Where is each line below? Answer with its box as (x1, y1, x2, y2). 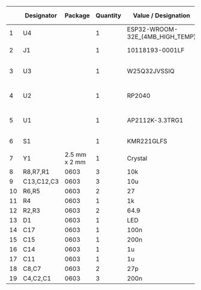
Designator (25, 11, 57, 20)
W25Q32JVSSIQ (127, 67, 175, 75)
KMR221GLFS (127, 137, 167, 145)
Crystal (127, 155, 148, 162)
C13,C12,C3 (23, 177, 59, 186)
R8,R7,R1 (23, 168, 50, 175)
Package (65, 11, 90, 20)
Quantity (95, 11, 121, 20)
